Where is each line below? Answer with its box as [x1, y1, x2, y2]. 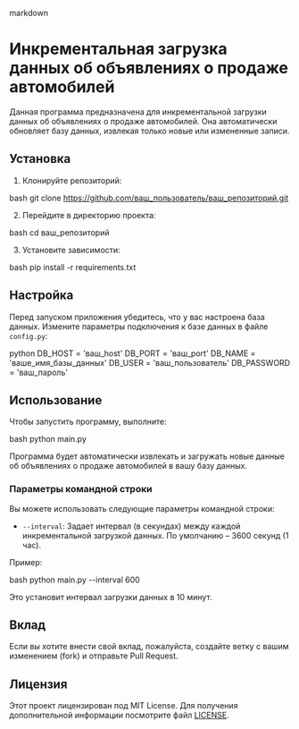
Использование [9, 393, 103, 408]
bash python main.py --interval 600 [9, 574, 140, 585]
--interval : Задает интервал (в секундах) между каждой [21, 521, 241, 531]
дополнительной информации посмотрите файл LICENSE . [9, 710, 229, 721]
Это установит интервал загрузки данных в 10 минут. [9, 591, 212, 602]
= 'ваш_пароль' [9, 367, 69, 377]
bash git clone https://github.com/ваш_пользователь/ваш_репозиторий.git [9, 192, 288, 203]
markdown [9, 8, 49, 18]
